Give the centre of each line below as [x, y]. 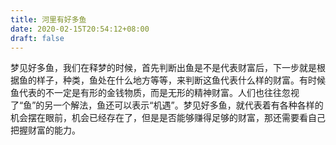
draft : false [37, 38]
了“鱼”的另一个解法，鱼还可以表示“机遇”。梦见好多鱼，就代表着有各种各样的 [167, 105]
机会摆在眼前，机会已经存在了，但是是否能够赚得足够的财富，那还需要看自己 [168, 118]
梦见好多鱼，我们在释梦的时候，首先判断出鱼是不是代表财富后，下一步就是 [163, 68]
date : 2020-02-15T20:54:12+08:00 [80, 29]
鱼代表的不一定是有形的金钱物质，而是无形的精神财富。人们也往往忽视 [155, 93]
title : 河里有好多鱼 [48, 19]
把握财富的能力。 [45, 130]
